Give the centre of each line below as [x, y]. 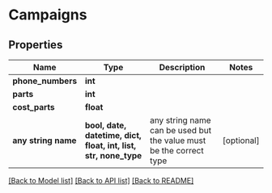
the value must [178, 141]
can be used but [181, 130]
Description [182, 67]
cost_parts [34, 107]
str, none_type [113, 155]
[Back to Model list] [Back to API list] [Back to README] [101, 180]
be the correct [176, 151]
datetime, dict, [113, 135]
